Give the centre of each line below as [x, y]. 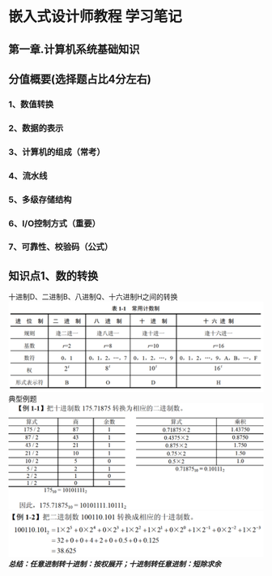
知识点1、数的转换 [53, 275]
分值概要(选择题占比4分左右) [80, 79]
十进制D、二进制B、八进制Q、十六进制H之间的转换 [93, 297]
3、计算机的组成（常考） [57, 152]
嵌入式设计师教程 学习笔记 [95, 17]
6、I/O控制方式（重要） [55, 223]
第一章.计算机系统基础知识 [74, 49]
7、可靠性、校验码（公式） [61, 247]
